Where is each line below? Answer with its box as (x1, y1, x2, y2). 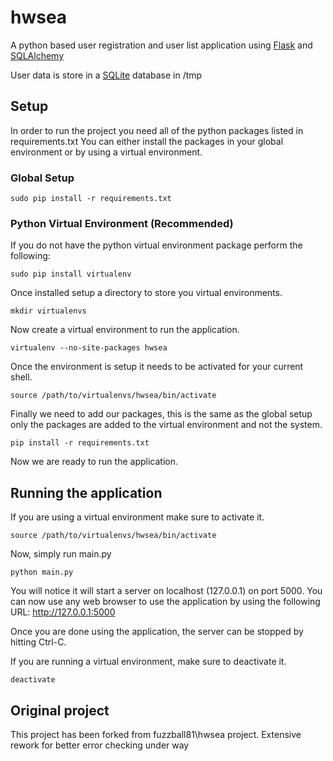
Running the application (10, 484, 163, 501)
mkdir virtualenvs (10, 306, 87, 316)
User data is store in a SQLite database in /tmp (10, 69, 203, 81)
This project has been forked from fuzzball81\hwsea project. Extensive (10, 728, 302, 740)
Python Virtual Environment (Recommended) (10, 216, 234, 230)
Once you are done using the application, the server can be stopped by (10, 626, 304, 638)
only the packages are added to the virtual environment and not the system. (10, 419, 323, 431)
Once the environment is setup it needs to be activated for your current (10, 361, 304, 373)
